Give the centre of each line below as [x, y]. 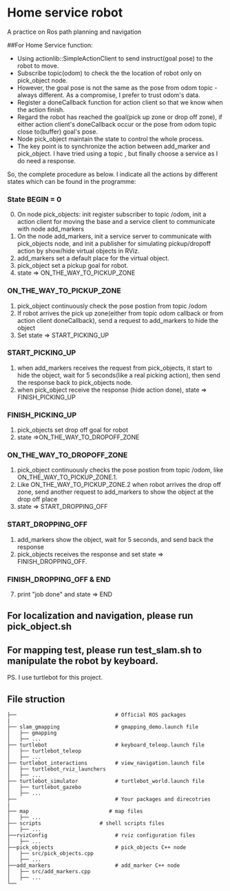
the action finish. [41, 109]
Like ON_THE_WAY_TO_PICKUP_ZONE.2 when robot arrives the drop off [119, 485]
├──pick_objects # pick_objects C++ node [97, 848]
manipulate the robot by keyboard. [83, 661]
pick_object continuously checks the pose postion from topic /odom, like [120, 470]
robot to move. [38, 65]
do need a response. [46, 160]
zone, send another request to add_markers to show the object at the [115, 492]
